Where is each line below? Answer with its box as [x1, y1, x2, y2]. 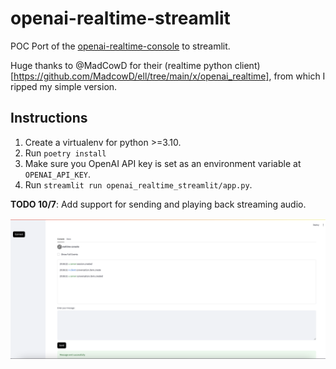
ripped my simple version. [10, 80, 118, 92]
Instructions [10, 110, 88, 127]
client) [234, 59, 261, 71]
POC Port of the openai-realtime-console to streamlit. [10, 40, 231, 52]
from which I [273, 70, 326, 82]
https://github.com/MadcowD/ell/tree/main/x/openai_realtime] [13, 70, 270, 82]
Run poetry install [24, 147, 107, 159]
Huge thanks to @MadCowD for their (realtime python [10, 59, 233, 71]
